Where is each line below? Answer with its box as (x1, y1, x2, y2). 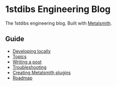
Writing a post (12, 59, 42, 65)
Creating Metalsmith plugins (12, 69, 71, 75)
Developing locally (12, 48, 51, 54)
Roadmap (12, 74, 33, 81)
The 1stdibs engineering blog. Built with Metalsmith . (5, 20, 112, 26)
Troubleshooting (12, 64, 47, 70)
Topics (12, 53, 27, 59)
